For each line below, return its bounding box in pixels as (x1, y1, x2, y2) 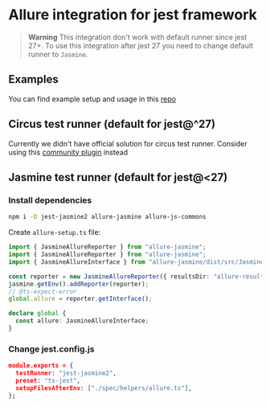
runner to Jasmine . (27, 49, 88, 59)
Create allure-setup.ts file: (8, 228, 101, 237)
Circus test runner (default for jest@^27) (8, 117, 215, 131)
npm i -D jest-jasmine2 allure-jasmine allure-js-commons (8, 213, 207, 221)
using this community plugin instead (8, 147, 129, 157)
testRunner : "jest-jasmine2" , (15, 369, 117, 377)
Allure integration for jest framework (8, 6, 257, 24)
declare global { (8, 310, 67, 318)
